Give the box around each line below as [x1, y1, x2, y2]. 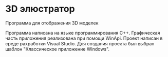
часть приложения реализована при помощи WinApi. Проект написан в [5, 35, 163, 41]
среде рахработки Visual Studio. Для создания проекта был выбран [5, 40, 155, 46]
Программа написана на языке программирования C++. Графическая [5, 30, 160, 36]
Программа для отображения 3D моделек [5, 20, 99, 26]
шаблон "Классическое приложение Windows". [5, 46, 109, 52]
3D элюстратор [5, 3, 76, 15]
